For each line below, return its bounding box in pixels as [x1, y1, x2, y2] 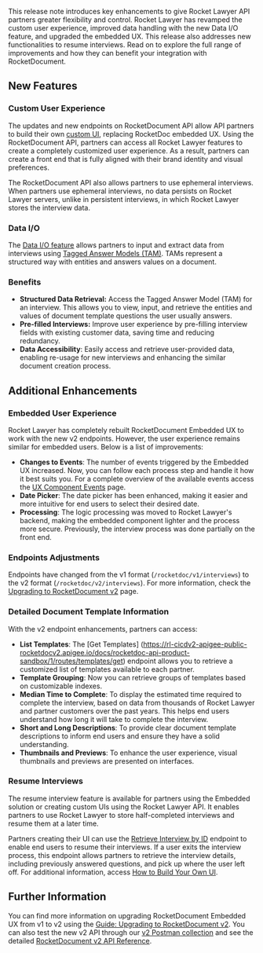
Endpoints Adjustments [8, 552, 100, 563]
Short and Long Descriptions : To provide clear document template [19, 723, 237, 732]
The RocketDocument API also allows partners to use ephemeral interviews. [8, 178, 254, 187]
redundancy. [19, 336, 60, 346]
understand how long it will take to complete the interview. [19, 714, 209, 724]
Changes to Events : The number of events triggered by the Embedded [19, 457, 249, 467]
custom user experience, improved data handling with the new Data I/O [8, 24, 239, 32]
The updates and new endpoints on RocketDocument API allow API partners [8, 121, 254, 130]
